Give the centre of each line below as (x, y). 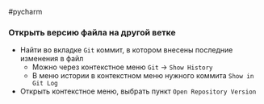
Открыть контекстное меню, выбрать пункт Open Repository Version (138, 91)
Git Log (45, 84)
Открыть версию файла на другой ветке (92, 32)
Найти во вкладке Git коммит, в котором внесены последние (126, 50)
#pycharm (25, 12)
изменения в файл (52, 59)
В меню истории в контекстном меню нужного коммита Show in (143, 76)
